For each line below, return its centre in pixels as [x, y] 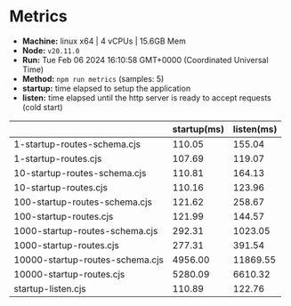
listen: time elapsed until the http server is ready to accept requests [146, 97]
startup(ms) [198, 129]
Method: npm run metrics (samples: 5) [93, 78]
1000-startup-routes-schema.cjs [86, 230]
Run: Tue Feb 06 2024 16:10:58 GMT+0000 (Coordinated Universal [145, 60]
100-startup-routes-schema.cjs [83, 202]
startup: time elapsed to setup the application [106, 88]
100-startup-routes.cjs [64, 216]
